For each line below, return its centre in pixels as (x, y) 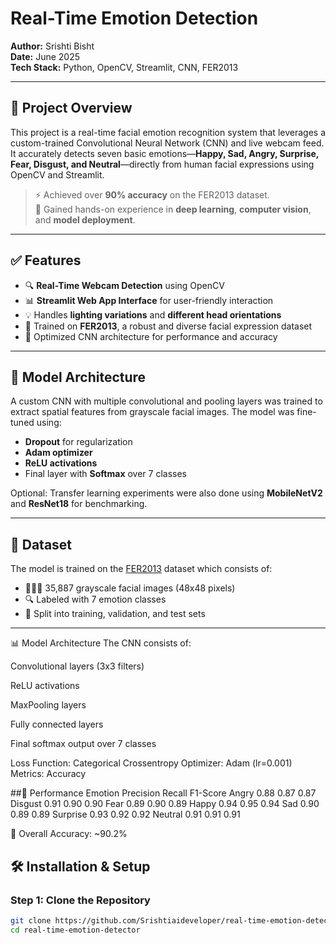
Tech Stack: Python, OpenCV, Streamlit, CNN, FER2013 (124, 67)
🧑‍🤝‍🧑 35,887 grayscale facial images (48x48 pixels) (130, 588)
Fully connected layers (57, 724)
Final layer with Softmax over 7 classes (105, 474)
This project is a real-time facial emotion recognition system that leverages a (168, 132)
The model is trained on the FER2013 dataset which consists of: (141, 569)
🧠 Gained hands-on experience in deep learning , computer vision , (173, 209)
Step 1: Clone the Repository (80, 900)
